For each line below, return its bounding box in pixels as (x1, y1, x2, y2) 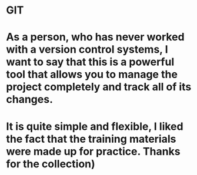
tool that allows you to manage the (6, 68, 178, 81)
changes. (6, 93, 53, 106)
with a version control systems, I (6, 43, 169, 56)
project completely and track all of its (6, 80, 192, 94)
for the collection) (6, 157, 95, 170)
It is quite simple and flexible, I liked (6, 120, 183, 133)
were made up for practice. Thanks (6, 144, 181, 158)
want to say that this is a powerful (6, 55, 175, 69)
